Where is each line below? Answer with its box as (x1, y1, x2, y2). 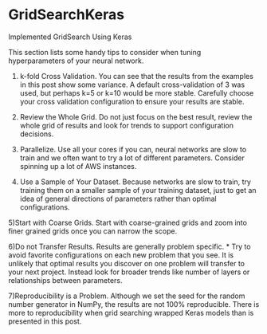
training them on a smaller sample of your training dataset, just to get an (19, 185, 257, 195)
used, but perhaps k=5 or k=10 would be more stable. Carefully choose (19, 88, 254, 97)
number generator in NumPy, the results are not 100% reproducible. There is (8, 299, 260, 308)
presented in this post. (8, 316, 82, 326)
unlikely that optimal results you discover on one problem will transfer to (8, 258, 245, 268)
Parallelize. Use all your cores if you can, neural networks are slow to (19, 144, 247, 154)
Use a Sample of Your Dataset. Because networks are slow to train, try (19, 177, 251, 187)
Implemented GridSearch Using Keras (8, 32, 132, 41)
